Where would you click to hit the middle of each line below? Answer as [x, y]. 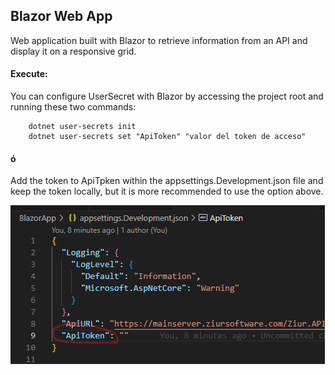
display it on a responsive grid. [73, 51]
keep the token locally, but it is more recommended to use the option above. [167, 191]
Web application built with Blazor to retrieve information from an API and [159, 40]
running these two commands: [73, 107]
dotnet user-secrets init [82, 127]
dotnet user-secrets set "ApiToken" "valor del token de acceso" [167, 137]
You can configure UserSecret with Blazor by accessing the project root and [167, 96]
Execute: [29, 74]
